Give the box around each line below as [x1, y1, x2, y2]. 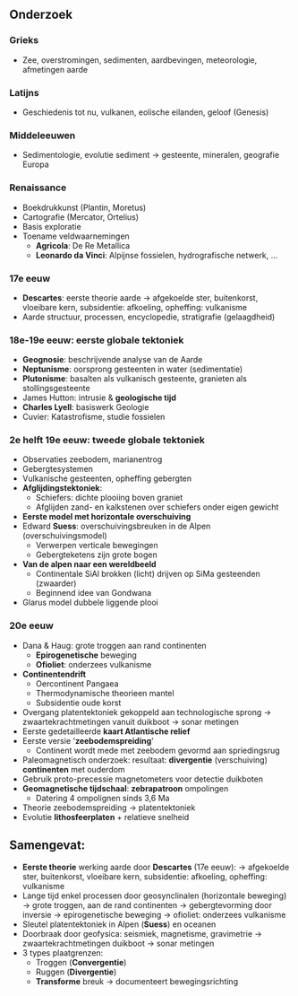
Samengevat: [9, 838, 86, 853]
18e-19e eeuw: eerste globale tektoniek [9, 334, 184, 346]
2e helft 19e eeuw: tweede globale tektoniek [9, 434, 206, 447]
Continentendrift [21, 668, 87, 679]
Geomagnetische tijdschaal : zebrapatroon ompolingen [21, 782, 229, 793]
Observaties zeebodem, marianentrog [21, 454, 163, 465]
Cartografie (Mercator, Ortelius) [21, 211, 140, 223]
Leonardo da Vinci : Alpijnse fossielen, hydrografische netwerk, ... [35, 249, 278, 260]
